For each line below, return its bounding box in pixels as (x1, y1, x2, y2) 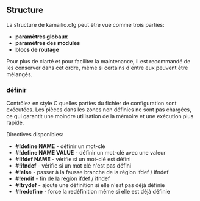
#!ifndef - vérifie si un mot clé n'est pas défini (15, 162, 132, 169)
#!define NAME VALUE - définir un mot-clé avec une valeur (15, 149, 166, 157)
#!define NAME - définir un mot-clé (15, 143, 105, 150)
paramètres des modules (15, 39, 80, 46)
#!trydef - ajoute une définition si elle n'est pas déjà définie (15, 182, 165, 189)
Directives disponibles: (6, 131, 64, 138)
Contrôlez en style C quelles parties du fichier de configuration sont (6, 100, 177, 107)
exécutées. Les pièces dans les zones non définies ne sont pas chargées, (6, 106, 192, 113)
